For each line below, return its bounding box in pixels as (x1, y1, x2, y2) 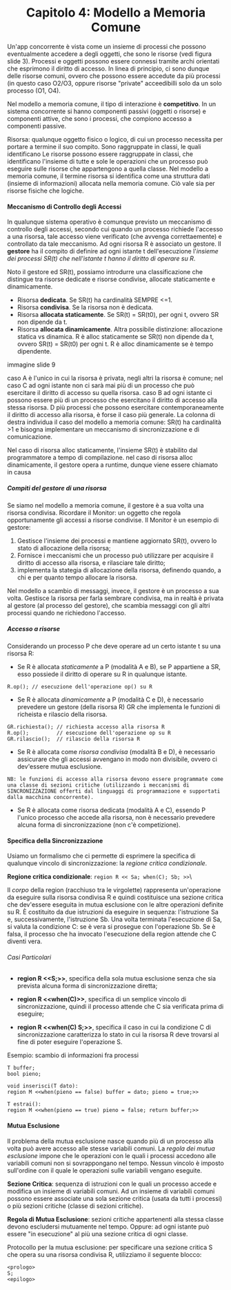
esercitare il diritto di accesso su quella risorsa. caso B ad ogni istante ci (7, 389, 212, 397)
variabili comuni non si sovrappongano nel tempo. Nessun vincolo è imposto (7, 1159, 224, 1167)
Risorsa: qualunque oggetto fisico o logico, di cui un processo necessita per (7, 135, 223, 143)
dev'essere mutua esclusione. (17, 762, 103, 771)
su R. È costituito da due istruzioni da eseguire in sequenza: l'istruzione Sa (7, 908, 219, 916)
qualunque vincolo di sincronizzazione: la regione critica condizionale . (7, 859, 208, 867)
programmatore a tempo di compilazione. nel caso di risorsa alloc (7, 454, 193, 462)
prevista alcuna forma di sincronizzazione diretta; (17, 982, 158, 990)
